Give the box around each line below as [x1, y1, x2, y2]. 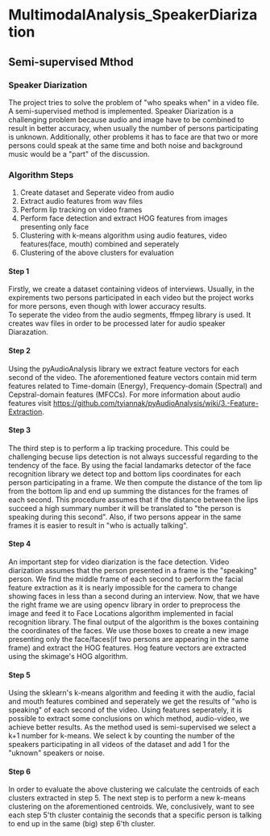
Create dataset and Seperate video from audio [19, 188, 175, 197]
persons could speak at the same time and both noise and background [8, 140, 243, 150]
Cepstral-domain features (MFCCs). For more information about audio [8, 390, 241, 399]
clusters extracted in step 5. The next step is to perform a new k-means [8, 793, 246, 803]
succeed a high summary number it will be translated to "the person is [8, 503, 242, 513]
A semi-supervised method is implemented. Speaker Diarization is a [8, 106, 234, 116]
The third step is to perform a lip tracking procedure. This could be [8, 443, 230, 453]
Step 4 [8, 539, 31, 549]
